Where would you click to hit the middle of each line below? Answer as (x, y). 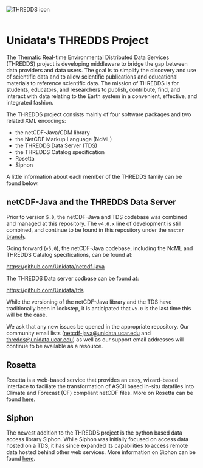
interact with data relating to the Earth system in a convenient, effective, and (102, 96)
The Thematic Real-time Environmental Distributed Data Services (88, 57)
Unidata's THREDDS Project (77, 40)
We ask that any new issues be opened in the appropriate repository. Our (98, 326)
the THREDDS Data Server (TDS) (56, 145)
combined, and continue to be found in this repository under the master (95, 230)
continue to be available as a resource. (55, 346)
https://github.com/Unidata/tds (45, 290)
